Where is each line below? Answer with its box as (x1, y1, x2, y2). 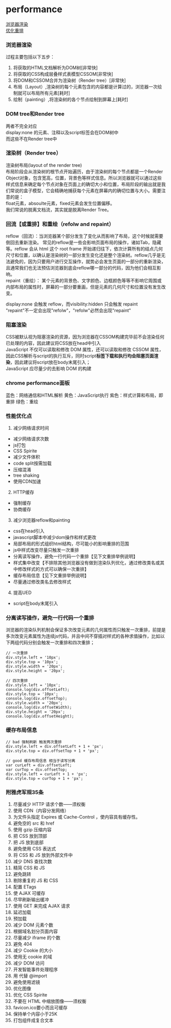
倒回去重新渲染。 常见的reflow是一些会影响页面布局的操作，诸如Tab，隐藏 (6, 239, 161, 246)
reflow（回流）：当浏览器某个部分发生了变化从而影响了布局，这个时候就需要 (6, 233, 164, 239)
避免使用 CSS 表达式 (13, 845, 56, 852)
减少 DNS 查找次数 (13, 858, 52, 864)
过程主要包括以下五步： (6, 54, 55, 60)
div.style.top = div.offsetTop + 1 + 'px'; (6, 748, 99, 753)
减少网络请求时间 (13, 425, 49, 431)
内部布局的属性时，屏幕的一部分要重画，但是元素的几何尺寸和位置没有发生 (6, 284, 161, 290)
